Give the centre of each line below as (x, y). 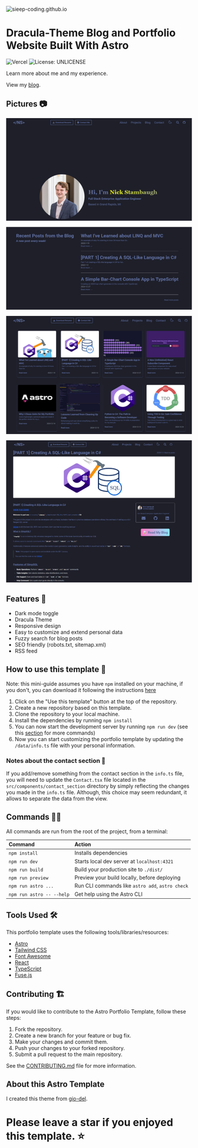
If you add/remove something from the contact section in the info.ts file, (95, 773)
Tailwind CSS (31, 950)
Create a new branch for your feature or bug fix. (73, 1035)
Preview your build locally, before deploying (128, 878)
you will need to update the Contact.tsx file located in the (76, 780)
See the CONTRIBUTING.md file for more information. (71, 1065)
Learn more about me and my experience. (57, 73)
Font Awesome (33, 956)
